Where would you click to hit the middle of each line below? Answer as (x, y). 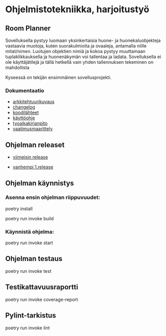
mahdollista (17, 68)
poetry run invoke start (29, 243)
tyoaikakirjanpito (30, 123)
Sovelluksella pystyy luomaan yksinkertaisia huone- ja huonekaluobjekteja (83, 40)
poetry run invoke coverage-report (42, 299)
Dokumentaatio (25, 90)
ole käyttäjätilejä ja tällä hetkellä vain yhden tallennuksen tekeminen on (79, 62)
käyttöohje (24, 118)
